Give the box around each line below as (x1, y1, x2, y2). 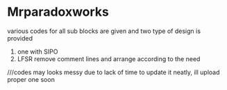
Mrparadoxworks (7, 4, 110, 20)
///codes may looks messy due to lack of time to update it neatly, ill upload (7, 68, 220, 76)
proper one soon (7, 75, 56, 83)
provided (7, 34, 33, 42)
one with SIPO (17, 47, 58, 56)
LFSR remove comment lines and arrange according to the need (17, 54, 201, 63)
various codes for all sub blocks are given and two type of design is (7, 27, 201, 35)
